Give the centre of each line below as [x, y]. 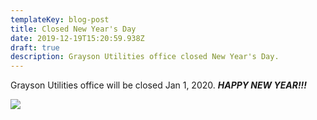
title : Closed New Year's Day [73, 29]
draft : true [35, 47]
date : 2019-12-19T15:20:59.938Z [77, 38]
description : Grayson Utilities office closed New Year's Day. [145, 57]
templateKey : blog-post [60, 19]
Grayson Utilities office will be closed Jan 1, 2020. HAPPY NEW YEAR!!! [159, 85]
